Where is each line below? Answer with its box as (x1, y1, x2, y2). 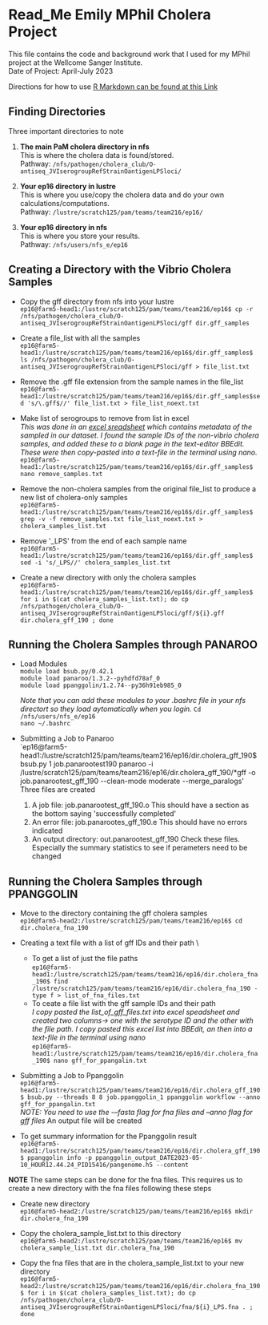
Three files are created (19, 785, 96, 794)
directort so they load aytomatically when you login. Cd (19, 704, 202, 714)
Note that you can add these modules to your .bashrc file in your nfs (19, 696, 246, 705)
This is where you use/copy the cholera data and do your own (19, 190, 225, 200)
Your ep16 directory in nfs (19, 222, 108, 232)
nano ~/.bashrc (19, 720, 71, 728)
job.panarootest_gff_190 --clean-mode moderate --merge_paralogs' (19, 776, 245, 786)
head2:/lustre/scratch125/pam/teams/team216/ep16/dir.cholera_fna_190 (19, 1283, 261, 1291)
